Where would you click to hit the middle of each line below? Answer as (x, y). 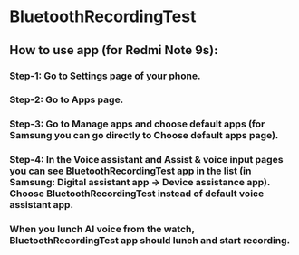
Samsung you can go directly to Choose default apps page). (144, 136)
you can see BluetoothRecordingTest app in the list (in (130, 171)
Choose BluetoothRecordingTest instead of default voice (137, 194)
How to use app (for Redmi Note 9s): (114, 50)
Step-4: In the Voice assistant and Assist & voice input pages (146, 160)
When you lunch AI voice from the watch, (102, 230)
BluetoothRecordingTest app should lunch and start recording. (150, 241)
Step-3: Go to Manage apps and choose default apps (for (137, 124)
